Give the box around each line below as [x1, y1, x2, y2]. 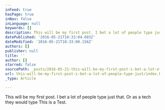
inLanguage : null [5, 21, 41, 26]
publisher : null [5, 48, 38, 53]
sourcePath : [5, 67, 29, 72]
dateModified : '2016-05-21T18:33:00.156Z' [5, 39, 93, 44]
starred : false [5, 62, 36, 67]
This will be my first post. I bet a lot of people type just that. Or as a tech [5, 94, 151, 100]
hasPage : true [5, 12, 34, 17]
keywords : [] [5, 26, 32, 31]
